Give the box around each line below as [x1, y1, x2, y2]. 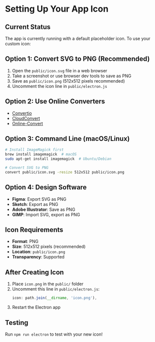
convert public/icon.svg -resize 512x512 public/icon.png [5, 170, 124, 174]
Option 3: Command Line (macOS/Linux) [5, 135, 130, 143]
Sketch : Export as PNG [12, 201, 59, 207]
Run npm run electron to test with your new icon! [5, 331, 103, 337]
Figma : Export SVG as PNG [12, 196, 67, 202]
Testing [5, 318, 29, 326]
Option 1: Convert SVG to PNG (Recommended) [5, 55, 150, 63]
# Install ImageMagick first [5, 147, 64, 153]
